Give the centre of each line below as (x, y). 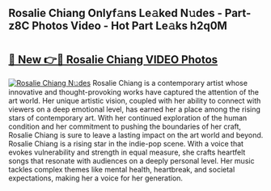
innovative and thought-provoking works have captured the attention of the (134, 92)
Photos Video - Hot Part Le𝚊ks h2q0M (130, 26)
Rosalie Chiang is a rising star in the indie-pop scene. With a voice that (126, 144)
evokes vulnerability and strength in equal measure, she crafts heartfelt (127, 152)
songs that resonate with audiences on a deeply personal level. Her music (131, 161)
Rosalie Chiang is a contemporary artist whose (170, 83)
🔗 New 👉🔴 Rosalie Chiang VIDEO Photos (113, 59)
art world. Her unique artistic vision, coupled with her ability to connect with (135, 101)
